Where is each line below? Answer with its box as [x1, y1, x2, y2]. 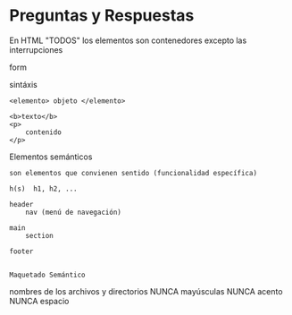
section [25, 231, 54, 240]
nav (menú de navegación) [25, 208, 122, 217]
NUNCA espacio [9, 295, 70, 306]
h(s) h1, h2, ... [9, 184, 78, 193]
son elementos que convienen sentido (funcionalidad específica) [9, 168, 257, 177]
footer [9, 247, 34, 256]
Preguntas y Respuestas [9, 5, 195, 26]
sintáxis [9, 79, 38, 89]
